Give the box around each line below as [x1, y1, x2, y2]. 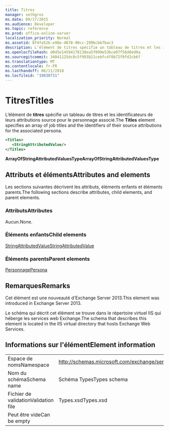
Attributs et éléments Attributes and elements [5, 170, 150, 179]
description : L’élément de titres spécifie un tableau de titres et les [5, 45, 161, 50]
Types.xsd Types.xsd [58, 397, 108, 404]
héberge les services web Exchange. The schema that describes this [5, 315, 147, 321]
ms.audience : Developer [5, 21, 55, 27]
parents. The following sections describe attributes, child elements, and [5, 189, 152, 195]
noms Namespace [8, 361, 49, 368]
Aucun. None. [5, 219, 33, 225]
